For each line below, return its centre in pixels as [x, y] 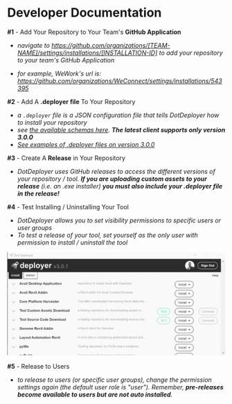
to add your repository [191, 53]
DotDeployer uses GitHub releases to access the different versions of [116, 171]
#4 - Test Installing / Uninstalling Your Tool [68, 207]
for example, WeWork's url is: [59, 73]
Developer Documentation [84, 13]
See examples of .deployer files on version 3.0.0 [86, 144]
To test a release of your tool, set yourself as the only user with [108, 235]
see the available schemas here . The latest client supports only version [121, 130]
